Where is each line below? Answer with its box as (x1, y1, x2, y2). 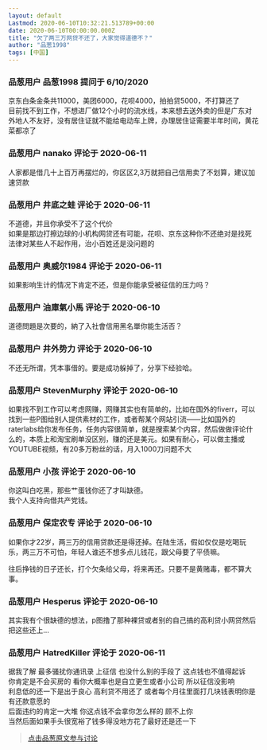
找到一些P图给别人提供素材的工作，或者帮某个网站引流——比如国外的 (8, 415, 236, 424)
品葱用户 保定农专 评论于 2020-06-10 (8, 518, 153, 529)
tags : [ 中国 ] (8, 49, 49, 57)
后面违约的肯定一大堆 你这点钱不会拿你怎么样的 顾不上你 (8, 706, 193, 717)
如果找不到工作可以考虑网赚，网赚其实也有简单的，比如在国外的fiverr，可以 (8, 404, 256, 414)
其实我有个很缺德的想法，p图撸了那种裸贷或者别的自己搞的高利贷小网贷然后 (8, 615, 257, 625)
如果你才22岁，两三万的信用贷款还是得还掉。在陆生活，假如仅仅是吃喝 (8, 537, 240, 546)
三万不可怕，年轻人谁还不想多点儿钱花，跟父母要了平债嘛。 (29, 547, 224, 557)
